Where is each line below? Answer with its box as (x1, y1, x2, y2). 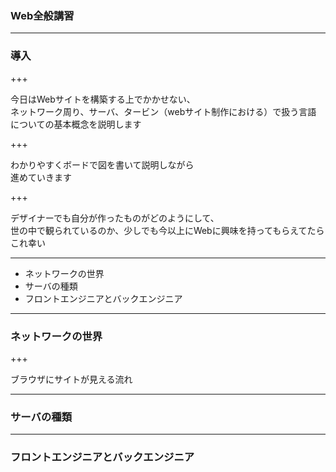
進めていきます (10, 171, 72, 183)
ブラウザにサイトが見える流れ (10, 373, 133, 385)
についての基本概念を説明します (10, 118, 142, 130)
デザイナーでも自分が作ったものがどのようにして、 (10, 212, 220, 224)
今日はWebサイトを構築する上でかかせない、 (10, 93, 196, 105)
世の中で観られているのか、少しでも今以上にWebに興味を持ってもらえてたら (10, 224, 325, 236)
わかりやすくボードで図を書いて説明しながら (10, 158, 195, 171)
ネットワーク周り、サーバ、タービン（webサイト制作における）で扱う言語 (10, 105, 317, 117)
